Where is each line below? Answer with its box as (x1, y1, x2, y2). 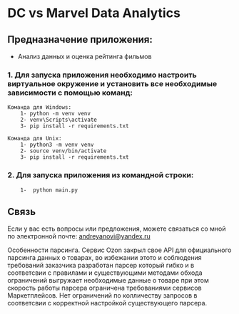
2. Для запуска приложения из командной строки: (7, 170, 194, 180)
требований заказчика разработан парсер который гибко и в (7, 261, 195, 270)
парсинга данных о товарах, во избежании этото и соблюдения (7, 253, 202, 262)
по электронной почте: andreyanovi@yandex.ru (7, 232, 151, 241)
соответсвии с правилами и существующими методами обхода (7, 268, 203, 277)
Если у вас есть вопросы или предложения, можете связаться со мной (7, 224, 226, 233)
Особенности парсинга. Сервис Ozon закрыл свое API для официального (7, 246, 232, 254)
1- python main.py (20, 187, 78, 194)
